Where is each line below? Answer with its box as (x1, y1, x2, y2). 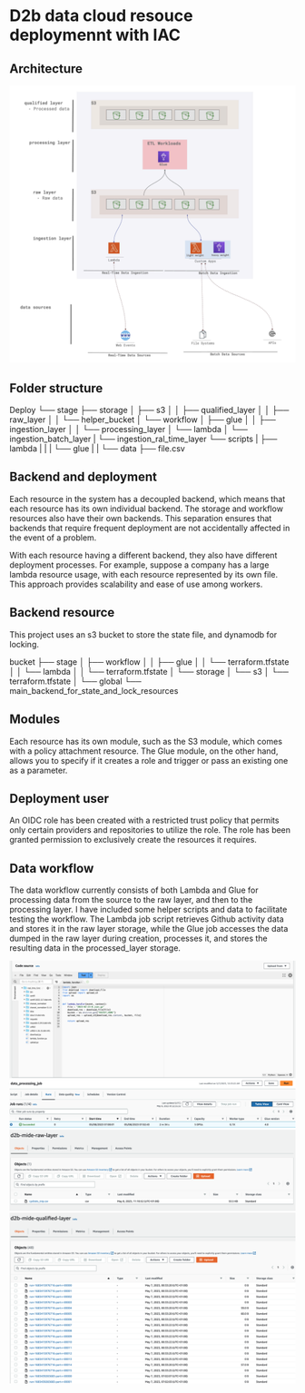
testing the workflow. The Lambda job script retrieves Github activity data (9, 914, 284, 924)
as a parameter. (9, 765, 68, 776)
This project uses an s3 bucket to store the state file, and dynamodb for (9, 628, 278, 640)
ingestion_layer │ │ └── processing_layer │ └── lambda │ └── (9, 424, 248, 435)
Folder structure (9, 380, 103, 396)
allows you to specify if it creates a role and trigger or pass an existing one (9, 755, 289, 766)
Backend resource (9, 605, 115, 620)
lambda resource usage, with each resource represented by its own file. (9, 568, 279, 579)
